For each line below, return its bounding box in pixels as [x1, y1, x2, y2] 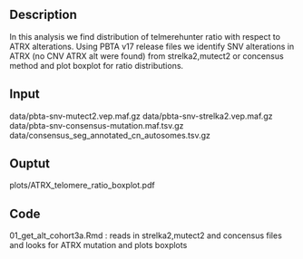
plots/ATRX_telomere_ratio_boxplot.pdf [9, 180, 156, 191]
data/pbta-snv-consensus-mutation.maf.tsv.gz [9, 120, 184, 130]
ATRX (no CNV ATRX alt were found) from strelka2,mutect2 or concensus [9, 50, 284, 62]
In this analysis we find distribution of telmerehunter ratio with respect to [9, 31, 281, 42]
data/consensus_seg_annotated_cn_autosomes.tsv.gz [9, 129, 211, 140]
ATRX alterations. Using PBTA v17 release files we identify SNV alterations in [9, 41, 295, 52]
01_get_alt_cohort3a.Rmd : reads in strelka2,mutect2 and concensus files [9, 230, 283, 241]
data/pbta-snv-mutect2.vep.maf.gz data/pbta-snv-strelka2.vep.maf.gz [9, 110, 273, 121]
